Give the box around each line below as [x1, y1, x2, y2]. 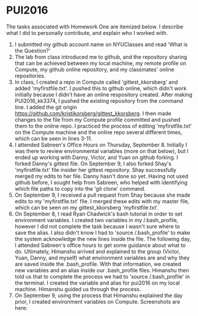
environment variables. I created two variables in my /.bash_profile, [14, 216, 178, 223]
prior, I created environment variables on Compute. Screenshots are [14, 298, 180, 305]
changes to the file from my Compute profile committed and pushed [14, 116, 181, 123]
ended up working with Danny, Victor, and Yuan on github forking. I [14, 154, 178, 161]
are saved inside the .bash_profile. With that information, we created [14, 260, 181, 268]
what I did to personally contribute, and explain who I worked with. [6, 29, 168, 36]
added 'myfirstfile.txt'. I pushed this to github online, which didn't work [14, 84, 187, 92]
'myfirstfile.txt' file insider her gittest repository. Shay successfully [14, 166, 177, 173]
